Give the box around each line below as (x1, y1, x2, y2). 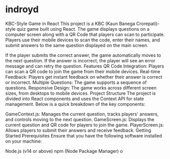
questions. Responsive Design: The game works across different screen (5, 84, 157, 90)
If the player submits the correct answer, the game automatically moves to (5, 52, 161, 58)
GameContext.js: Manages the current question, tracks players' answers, (5, 111, 159, 117)
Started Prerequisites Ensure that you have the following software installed (5, 132, 162, 139)
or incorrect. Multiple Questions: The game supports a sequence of (5, 79, 147, 85)
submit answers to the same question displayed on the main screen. (5, 42, 149, 48)
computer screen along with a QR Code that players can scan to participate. (5, 31, 165, 37)
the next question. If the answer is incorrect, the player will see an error (5, 57, 156, 63)
